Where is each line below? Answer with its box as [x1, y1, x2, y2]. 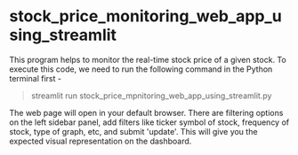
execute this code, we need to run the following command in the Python [9, 64, 273, 74]
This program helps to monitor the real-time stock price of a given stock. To [9, 54, 286, 65]
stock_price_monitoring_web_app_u [9, 6, 282, 27]
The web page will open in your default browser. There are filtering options [9, 107, 284, 118]
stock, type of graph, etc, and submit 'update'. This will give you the [9, 126, 258, 136]
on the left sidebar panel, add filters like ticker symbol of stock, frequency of [9, 117, 290, 128]
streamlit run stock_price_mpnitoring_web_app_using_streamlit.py [30, 90, 272, 101]
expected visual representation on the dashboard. [9, 136, 192, 146]
